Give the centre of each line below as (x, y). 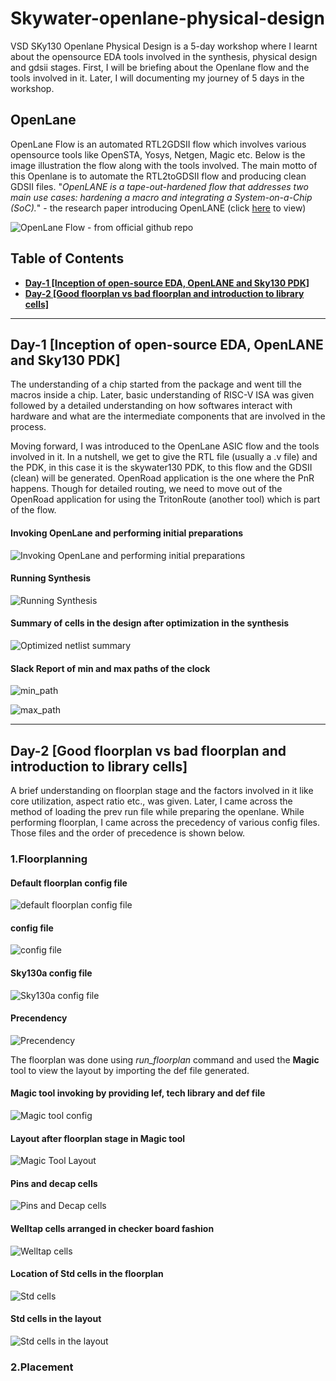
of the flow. (33, 510)
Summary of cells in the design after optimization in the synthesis (150, 623)
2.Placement (42, 1367)
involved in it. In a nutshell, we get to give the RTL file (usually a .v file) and (164, 457)
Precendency (39, 1018)
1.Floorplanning (49, 859)
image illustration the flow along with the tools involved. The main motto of (164, 165)
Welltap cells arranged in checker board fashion (112, 1228)
